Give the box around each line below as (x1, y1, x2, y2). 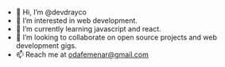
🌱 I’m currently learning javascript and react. (15, 24, 161, 33)
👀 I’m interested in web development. (15, 16, 138, 25)
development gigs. (15, 41, 77, 50)
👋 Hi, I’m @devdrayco (15, 8, 87, 17)
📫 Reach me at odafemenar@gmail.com (15, 50, 149, 59)
